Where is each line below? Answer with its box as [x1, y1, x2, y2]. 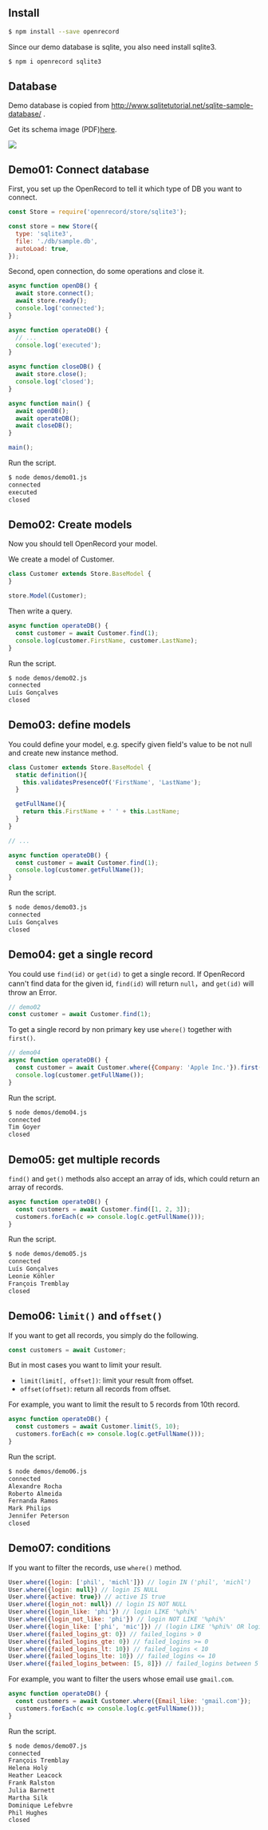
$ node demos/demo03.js [8, 903, 88, 911]
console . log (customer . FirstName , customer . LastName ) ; [15, 637, 198, 645]
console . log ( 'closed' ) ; [15, 378, 94, 386]
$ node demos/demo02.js [8, 674, 88, 682]
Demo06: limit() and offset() [8, 1309, 164, 1323]
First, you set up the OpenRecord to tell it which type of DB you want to [8, 184, 242, 194]
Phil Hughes [8, 1808, 48, 1816]
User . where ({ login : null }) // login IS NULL [8, 1586, 159, 1594]
